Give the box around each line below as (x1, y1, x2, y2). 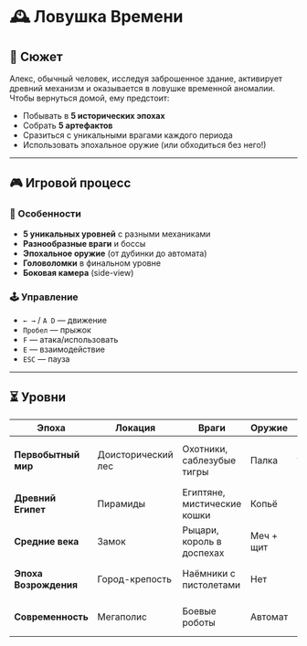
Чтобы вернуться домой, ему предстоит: (9, 92, 170, 103)
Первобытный (14, 448, 80, 461)
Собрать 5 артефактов (22, 120, 113, 131)
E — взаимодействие (22, 344, 105, 355)
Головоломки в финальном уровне (22, 257, 162, 269)
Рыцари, (182, 524, 219, 536)
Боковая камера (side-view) (22, 267, 134, 278)
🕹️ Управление (9, 291, 79, 303)
